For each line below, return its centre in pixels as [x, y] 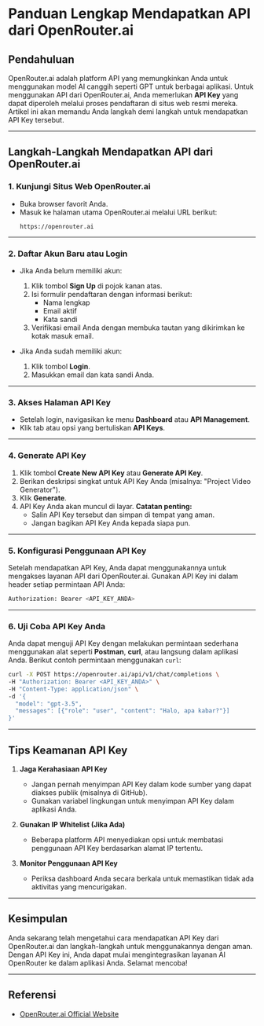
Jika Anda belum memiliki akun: [71, 270]
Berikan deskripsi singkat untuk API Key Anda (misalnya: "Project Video [135, 481]
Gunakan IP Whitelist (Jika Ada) [72, 824]
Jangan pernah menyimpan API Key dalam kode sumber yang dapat [141, 784]
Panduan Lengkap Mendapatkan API [130, 14]
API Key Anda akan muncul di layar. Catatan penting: [106, 506]
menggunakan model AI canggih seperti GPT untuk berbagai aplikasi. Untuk [131, 86]
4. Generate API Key [47, 456]
